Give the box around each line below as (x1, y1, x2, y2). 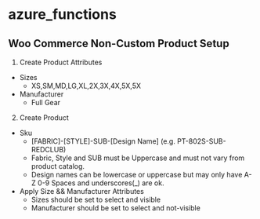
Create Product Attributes (19, 57, 103, 67)
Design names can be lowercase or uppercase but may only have (31, 170, 243, 179)
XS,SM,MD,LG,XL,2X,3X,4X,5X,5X (31, 81, 142, 90)
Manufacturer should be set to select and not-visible (31, 203, 201, 213)
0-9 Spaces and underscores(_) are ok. (38, 178, 164, 188)
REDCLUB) (31, 145, 67, 154)
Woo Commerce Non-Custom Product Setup (8, 37, 229, 50)
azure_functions (8, 5, 117, 24)
